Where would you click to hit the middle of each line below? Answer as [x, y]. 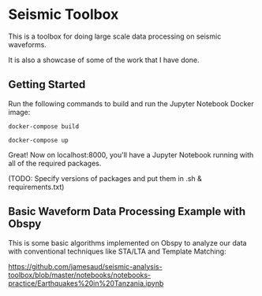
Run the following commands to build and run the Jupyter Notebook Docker [131, 103]
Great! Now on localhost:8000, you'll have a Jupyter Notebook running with [131, 154]
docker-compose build [44, 126]
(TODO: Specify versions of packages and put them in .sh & [105, 178]
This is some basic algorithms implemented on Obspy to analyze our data [127, 242]
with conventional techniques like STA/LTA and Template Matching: [117, 251]
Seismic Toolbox [64, 15]
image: [19, 112]
